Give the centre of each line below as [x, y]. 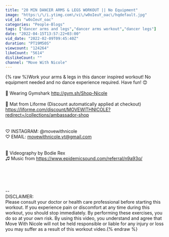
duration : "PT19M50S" [28, 44]
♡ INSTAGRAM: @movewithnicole [41, 132]
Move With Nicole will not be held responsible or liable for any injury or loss [84, 224]
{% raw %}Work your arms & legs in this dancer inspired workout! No [78, 77]
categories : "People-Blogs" [35, 24]
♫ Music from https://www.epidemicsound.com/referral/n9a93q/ [74, 159]
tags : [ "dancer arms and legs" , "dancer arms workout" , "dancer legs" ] [81, 29]
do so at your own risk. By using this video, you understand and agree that [84, 219]
